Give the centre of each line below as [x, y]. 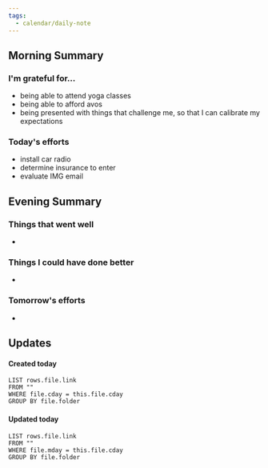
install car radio [45, 159]
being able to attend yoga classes [76, 96]
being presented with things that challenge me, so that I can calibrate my [140, 113]
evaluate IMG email [52, 176]
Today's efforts [39, 142]
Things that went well [51, 224]
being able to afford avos [61, 104]
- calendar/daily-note [53, 23]
